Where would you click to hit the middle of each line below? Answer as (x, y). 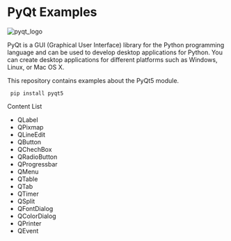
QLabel (27, 120)
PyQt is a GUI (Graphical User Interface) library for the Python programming (116, 45)
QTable (27, 179)
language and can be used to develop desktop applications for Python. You (115, 52)
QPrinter (29, 223)
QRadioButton (37, 157)
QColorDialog (37, 216)
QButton (29, 142)
